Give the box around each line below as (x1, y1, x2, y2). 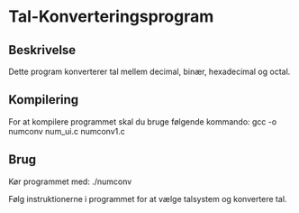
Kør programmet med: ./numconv (8, 176, 132, 187)
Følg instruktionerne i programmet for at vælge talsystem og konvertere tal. (8, 193, 287, 204)
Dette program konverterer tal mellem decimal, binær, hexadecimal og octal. (8, 66, 291, 77)
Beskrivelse (8, 42, 77, 58)
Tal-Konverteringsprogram (8, 6, 214, 27)
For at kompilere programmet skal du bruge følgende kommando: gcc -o (8, 116, 277, 127)
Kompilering (8, 92, 79, 107)
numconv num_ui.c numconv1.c (8, 125, 125, 136)
